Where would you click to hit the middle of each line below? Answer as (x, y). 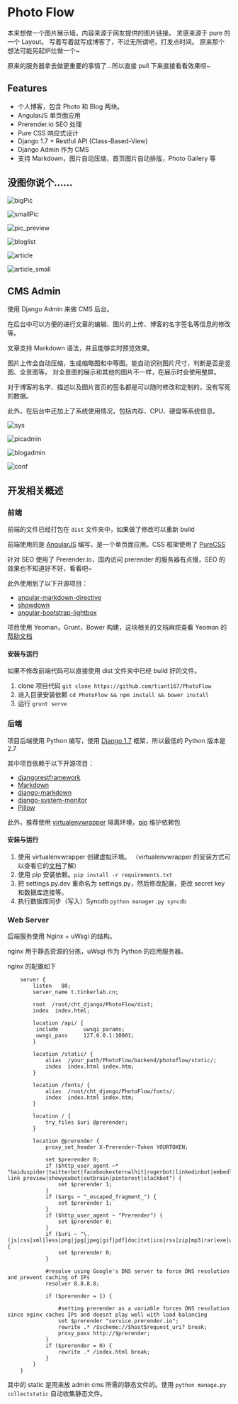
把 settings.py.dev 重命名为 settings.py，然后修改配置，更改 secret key (121, 883)
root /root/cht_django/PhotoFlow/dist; (93, 1005)
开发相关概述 (35, 490)
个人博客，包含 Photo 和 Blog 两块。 (70, 106)
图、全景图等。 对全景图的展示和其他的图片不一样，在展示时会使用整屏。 (114, 372)
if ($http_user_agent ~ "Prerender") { (104, 1216)
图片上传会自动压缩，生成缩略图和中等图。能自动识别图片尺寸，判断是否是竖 (119, 363)
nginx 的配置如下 (32, 966)
